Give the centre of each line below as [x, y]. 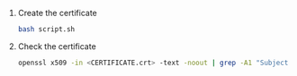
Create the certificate [57, 13]
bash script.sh [46, 30]
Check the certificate [57, 46]
